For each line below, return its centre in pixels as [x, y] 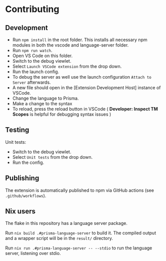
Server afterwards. [31, 82]
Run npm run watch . [32, 50]
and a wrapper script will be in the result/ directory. [59, 238]
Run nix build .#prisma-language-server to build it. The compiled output [81, 233]
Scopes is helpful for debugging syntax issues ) [62, 114]
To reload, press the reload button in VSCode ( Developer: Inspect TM [85, 109]
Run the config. [28, 162]
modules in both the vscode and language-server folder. [70, 45]
